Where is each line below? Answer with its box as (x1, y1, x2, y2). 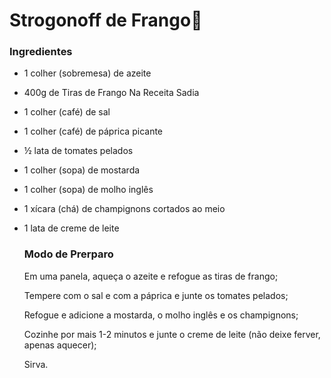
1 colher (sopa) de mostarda (23, 164, 141, 176)
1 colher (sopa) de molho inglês (23, 184, 154, 196)
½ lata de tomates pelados (23, 145, 134, 157)
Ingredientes (9, 45, 73, 59)
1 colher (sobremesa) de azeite (23, 67, 152, 79)
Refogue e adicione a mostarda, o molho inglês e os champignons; (23, 309, 299, 321)
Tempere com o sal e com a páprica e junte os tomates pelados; (23, 289, 289, 301)
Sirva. (23, 358, 49, 370)
